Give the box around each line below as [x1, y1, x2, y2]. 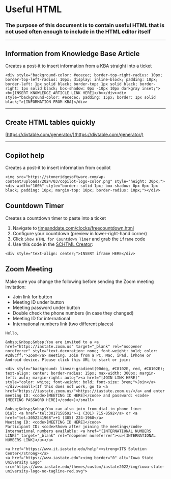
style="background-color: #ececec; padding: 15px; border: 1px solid [5, 95, 156, 100]
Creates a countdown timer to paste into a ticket [5, 215, 106, 221]
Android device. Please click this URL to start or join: [5, 357, 131, 362]
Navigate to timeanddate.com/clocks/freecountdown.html [12, 225, 134, 231]
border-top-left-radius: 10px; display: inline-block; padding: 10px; [5, 77, 158, 82]
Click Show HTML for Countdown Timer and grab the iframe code [12, 236, 146, 242]
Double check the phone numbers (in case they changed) [12, 309, 134, 316]
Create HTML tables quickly [5, 118, 96, 127]
